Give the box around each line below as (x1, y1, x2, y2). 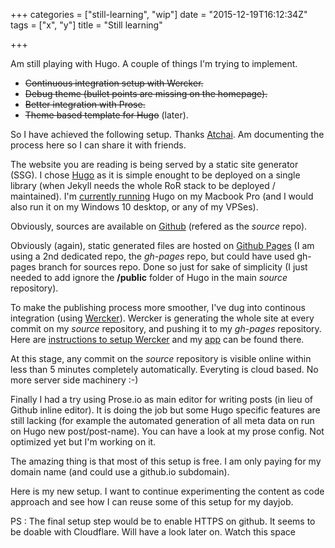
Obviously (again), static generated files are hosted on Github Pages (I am (10, 240, 315, 251)
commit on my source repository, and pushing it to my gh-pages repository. (10, 323, 322, 334)
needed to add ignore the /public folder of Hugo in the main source (10, 272, 288, 283)
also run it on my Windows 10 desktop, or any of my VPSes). (10, 201, 259, 213)
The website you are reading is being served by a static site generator (10, 159, 299, 170)
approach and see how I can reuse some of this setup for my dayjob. (10, 496, 294, 508)
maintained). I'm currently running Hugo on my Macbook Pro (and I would (10, 190, 314, 202)
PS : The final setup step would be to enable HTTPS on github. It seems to (10, 515, 316, 527)
